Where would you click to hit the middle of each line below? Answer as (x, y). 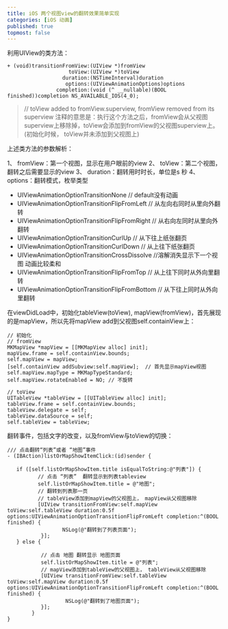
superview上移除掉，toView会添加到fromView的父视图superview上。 (121, 126)
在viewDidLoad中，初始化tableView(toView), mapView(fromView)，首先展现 (114, 312)
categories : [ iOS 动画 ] (40, 20)
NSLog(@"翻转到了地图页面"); (103, 602)
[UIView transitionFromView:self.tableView (104, 576)
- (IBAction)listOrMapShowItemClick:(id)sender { (79, 456)
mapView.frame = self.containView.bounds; (68, 354)
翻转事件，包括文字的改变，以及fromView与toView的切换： (90, 436)
